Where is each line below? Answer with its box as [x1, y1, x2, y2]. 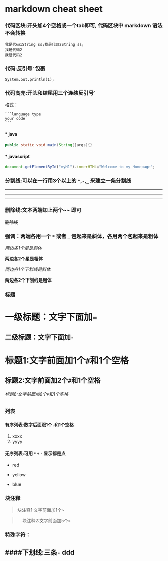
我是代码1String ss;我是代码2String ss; [5, 42, 84, 47]
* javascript [5, 153, 30, 159]
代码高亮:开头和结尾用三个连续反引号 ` [5, 89, 96, 96]
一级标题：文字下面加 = [5, 312, 97, 323]
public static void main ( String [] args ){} [5, 143, 93, 148]
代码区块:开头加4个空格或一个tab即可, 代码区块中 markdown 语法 [5, 22, 163, 29]
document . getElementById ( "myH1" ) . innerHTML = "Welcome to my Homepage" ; [5, 164, 155, 170]
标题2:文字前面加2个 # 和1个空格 [5, 376, 101, 385]
